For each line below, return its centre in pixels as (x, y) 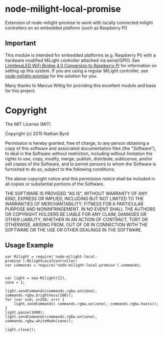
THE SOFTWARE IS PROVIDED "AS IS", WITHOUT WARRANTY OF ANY (76, 193)
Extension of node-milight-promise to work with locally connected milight (79, 23)
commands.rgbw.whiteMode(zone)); (39, 321)
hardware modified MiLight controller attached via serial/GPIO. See (72, 60)
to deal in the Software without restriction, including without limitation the (79, 154)
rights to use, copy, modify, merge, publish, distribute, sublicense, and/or (79, 158)
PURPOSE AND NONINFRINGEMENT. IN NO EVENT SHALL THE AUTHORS (80, 209)
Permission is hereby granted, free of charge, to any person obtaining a (77, 143)
